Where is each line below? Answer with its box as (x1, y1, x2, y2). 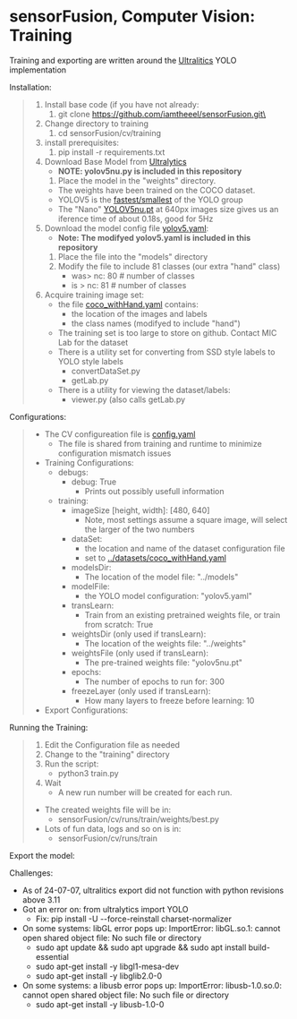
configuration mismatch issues (57, 448, 172, 458)
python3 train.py (57, 767, 119, 778)
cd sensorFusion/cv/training (57, 127, 162, 138)
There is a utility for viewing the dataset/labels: (57, 384, 231, 395)
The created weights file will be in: (44, 804, 172, 815)
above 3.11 (21, 894, 61, 905)
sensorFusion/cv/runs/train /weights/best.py (57, 813, 219, 825)
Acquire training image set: (44, 289, 145, 300)
